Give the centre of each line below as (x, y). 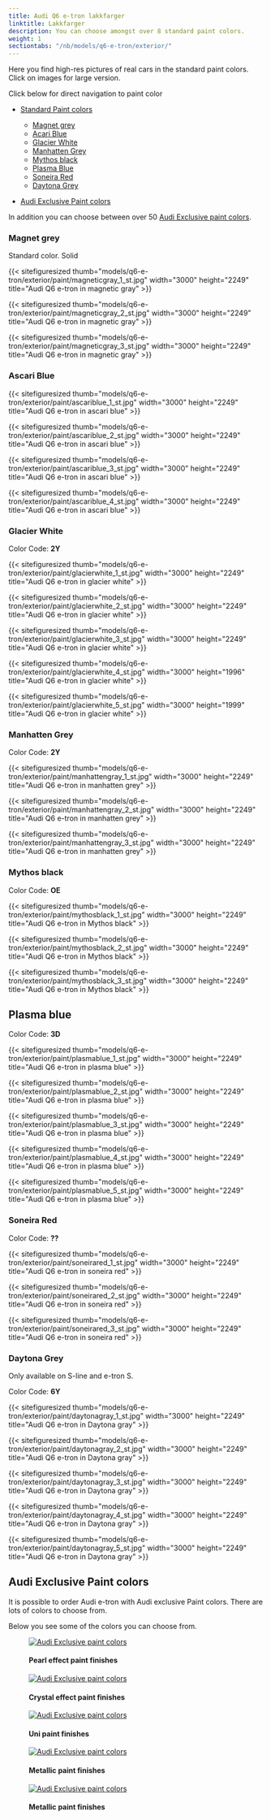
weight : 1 (25, 39)
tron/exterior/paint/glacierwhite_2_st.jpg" (77, 606)
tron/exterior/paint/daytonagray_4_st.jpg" (77, 1515)
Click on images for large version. (65, 78)
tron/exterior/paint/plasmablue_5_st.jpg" (75, 1190)
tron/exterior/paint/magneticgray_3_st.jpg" (79, 346)
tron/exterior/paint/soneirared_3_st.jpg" (74, 1328)
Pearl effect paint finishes (73, 1660)
